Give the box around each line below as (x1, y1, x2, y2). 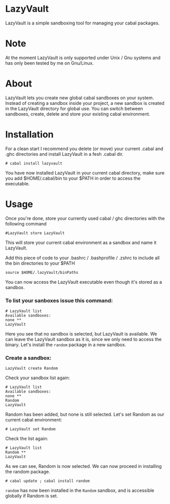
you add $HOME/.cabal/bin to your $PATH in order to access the (5, 175, 141, 181)
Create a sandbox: (5, 354, 52, 361)
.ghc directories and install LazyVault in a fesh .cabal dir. (5, 151, 124, 157)
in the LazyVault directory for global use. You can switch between (5, 105, 144, 111)
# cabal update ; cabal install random (5, 479, 90, 484)
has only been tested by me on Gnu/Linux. (5, 60, 94, 66)
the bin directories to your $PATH (5, 260, 75, 266)
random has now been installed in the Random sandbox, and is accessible (5, 487, 154, 494)
